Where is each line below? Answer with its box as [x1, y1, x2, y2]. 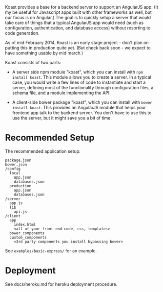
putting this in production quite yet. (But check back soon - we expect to [5, 45, 151, 50]
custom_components [9, 235, 47, 240]
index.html [14, 222, 36, 227]
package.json [5, 158, 32, 163]
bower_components [9, 230, 45, 236]
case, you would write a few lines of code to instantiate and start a [12, 79, 146, 85]
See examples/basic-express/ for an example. [5, 247, 97, 254]
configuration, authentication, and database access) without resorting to [5, 25, 151, 31]
